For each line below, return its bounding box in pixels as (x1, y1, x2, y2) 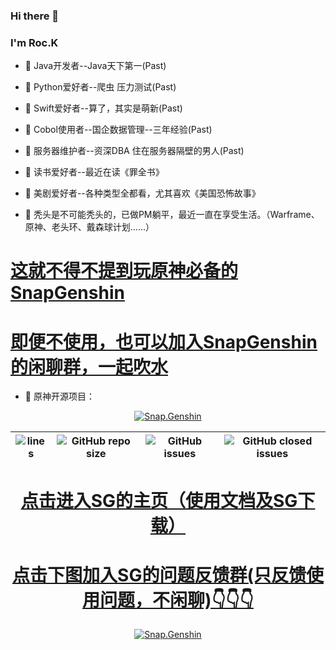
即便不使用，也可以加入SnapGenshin (10, 330, 318, 353)
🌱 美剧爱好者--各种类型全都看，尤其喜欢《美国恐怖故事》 (24, 187, 261, 199)
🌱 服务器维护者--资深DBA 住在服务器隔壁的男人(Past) (24, 145, 245, 157)
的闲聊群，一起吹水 (10, 355, 169, 378)
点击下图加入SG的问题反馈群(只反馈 (12, 564, 307, 586)
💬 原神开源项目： (24, 390, 95, 403)
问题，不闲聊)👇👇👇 (99, 589, 254, 611)
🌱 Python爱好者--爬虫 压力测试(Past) (24, 81, 177, 93)
